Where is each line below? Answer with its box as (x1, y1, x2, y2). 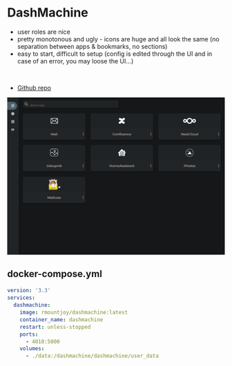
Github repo (17, 83, 52, 92)
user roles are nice (17, 28, 70, 36)
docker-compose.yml (7, 268, 102, 280)
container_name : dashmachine (19, 316, 104, 323)
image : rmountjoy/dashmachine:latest (19, 309, 128, 316)
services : (7, 294, 36, 301)
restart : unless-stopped (19, 323, 91, 330)
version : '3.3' (7, 287, 51, 294)
